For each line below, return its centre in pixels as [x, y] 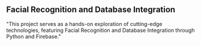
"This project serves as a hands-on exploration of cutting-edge [84, 24]
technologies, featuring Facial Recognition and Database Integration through [100, 30]
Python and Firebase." [34, 36]
